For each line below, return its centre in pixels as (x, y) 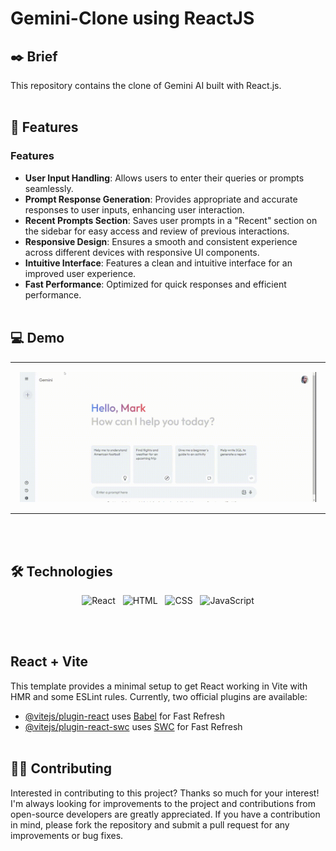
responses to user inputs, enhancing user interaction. (134, 209)
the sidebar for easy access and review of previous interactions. (157, 231)
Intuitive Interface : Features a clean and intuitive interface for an (158, 263)
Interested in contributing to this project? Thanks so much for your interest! (165, 793)
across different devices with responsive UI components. (142, 252)
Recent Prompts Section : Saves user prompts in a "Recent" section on (171, 220)
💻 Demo (37, 338)
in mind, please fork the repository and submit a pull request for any (150, 824)
